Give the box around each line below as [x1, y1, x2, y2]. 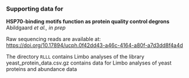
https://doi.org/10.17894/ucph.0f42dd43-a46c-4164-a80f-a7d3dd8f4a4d [6, 42, 183, 49]
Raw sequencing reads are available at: [6, 36, 101, 43]
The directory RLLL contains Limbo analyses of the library [6, 53, 145, 60]
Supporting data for [6, 5, 63, 13]
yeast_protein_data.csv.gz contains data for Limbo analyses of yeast [6, 59, 172, 66]
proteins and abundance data [6, 66, 77, 73]
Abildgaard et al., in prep [6, 24, 66, 31]
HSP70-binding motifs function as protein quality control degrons [6, 18, 170, 25]
